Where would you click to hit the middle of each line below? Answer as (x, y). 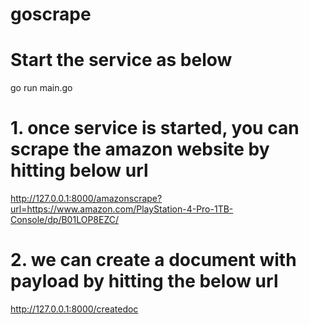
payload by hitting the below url (144, 281)
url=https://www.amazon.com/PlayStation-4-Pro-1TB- (122, 209)
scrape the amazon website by (140, 149)
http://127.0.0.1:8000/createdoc (74, 309)
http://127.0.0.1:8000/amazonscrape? (86, 199)
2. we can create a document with (153, 260)
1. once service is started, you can (155, 128)
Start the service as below (121, 60)
